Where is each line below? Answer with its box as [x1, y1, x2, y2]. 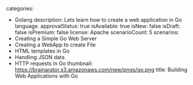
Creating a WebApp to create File [14, 41, 96, 48]
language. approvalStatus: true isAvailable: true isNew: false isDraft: [14, 23, 181, 29]
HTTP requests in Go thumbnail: [14, 60, 93, 67]
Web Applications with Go [14, 73, 78, 79]
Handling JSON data [14, 54, 65, 60]
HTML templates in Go [14, 47, 70, 55]
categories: [6, 5, 34, 12]
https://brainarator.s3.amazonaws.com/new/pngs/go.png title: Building [14, 66, 188, 73]
